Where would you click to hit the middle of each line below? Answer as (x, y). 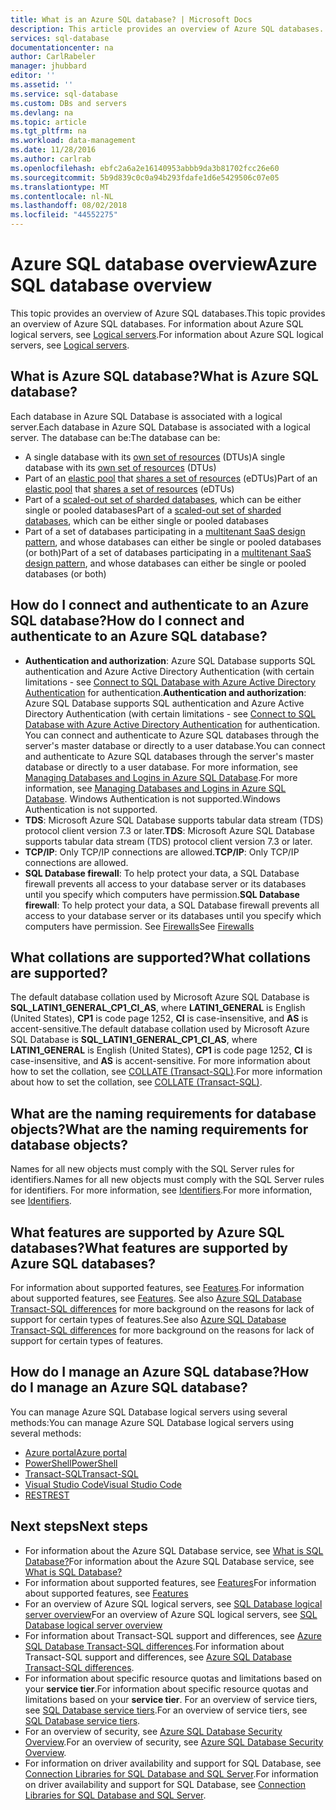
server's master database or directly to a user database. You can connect (175, 745)
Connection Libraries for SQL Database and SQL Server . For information (171, 1773)
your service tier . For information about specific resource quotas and (166, 1688)
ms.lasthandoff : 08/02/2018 (69, 206)
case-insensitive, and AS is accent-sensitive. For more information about (160, 1061)
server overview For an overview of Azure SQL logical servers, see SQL (171, 1614)
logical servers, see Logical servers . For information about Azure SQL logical (167, 334)
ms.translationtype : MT (60, 187)
